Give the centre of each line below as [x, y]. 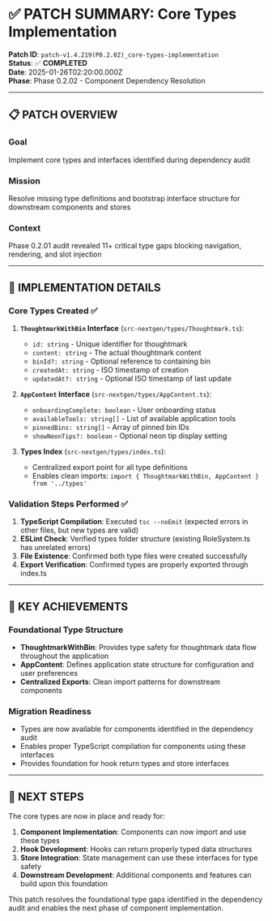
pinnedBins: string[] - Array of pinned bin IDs [111, 427]
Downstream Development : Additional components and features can [136, 875]
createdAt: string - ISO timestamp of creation [110, 369]
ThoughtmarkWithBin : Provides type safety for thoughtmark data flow [138, 647]
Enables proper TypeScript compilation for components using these [133, 747]
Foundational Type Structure [66, 630]
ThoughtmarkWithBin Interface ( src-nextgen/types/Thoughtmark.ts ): [132, 328]
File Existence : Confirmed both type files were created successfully [134, 556]
